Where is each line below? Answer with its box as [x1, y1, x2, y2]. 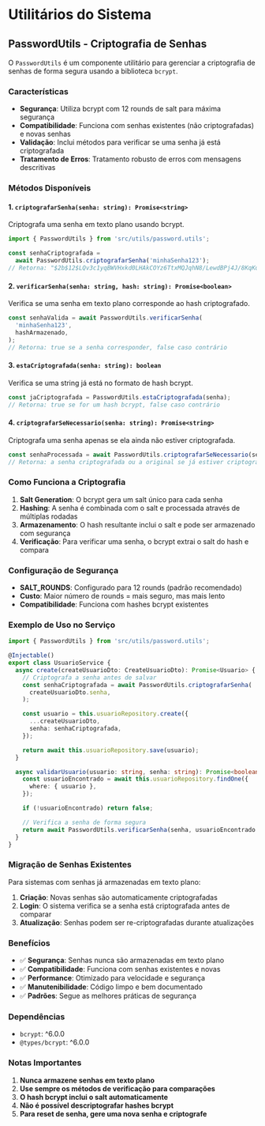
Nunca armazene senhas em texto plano [19, 1075, 155, 1085]
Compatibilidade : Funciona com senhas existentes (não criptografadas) [19, 121, 255, 130]
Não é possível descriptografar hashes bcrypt [19, 1101, 174, 1110]
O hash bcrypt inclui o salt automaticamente [19, 1092, 168, 1101]
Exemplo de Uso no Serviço [8, 619, 116, 630]
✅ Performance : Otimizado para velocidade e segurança [19, 973, 206, 983]
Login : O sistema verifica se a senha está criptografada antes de [19, 901, 230, 910]
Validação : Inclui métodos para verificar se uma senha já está [19, 138, 221, 147]
